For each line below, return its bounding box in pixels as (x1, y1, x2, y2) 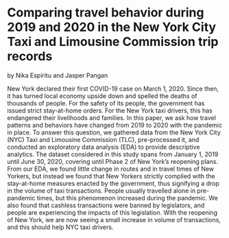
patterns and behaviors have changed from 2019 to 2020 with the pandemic (7, 121, 223, 129)
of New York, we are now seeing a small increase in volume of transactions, (7, 215, 221, 224)
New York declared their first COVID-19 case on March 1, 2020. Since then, (7, 84, 219, 93)
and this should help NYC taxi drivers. (7, 223, 114, 231)
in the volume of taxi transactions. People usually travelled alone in (7, 187, 196, 195)
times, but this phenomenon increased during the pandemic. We (36, 193, 218, 202)
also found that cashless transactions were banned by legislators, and (7, 201, 205, 209)
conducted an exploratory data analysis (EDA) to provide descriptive (7, 143, 200, 151)
